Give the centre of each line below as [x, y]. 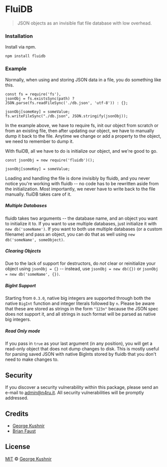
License [18, 447]
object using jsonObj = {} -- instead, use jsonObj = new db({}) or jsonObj [82, 269]
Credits [17, 414]
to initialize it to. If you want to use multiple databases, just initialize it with [81, 223]
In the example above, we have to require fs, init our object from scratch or [82, 125]
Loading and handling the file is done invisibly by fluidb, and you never [78, 178]
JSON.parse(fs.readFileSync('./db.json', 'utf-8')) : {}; [67, 103]
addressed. [17, 398]
